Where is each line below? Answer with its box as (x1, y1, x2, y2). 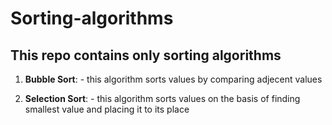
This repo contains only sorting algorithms (10, 47, 282, 64)
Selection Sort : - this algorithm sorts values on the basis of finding (24, 93, 301, 104)
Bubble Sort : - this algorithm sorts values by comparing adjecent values (24, 73, 323, 85)
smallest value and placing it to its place (24, 103, 190, 115)
